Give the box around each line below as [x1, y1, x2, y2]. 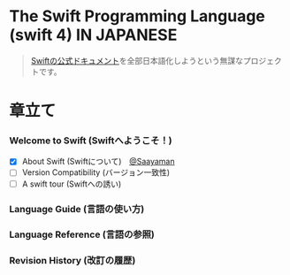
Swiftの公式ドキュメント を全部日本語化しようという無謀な [30, 55, 243, 65]
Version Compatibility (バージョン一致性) [21, 167, 171, 178]
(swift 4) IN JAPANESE [9, 25, 178, 45]
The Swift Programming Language [9, 6, 265, 27]
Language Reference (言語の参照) [9, 228, 155, 241]
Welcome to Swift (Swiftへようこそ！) [9, 134, 172, 147]
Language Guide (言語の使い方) [9, 202, 145, 215]
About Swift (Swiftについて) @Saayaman [21, 157, 175, 167]
